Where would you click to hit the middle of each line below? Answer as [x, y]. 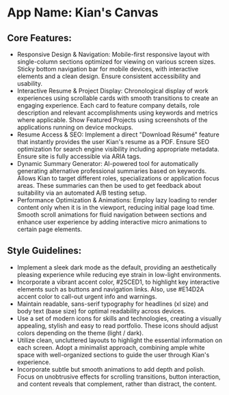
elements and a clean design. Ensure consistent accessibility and [109, 76]
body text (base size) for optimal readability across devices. [101, 311]
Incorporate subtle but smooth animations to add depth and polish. [111, 369]
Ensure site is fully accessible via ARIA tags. [79, 156]
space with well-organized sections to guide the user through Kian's [113, 355]
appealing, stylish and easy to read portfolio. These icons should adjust [118, 325]
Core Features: [39, 38]
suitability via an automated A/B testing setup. [82, 193]
